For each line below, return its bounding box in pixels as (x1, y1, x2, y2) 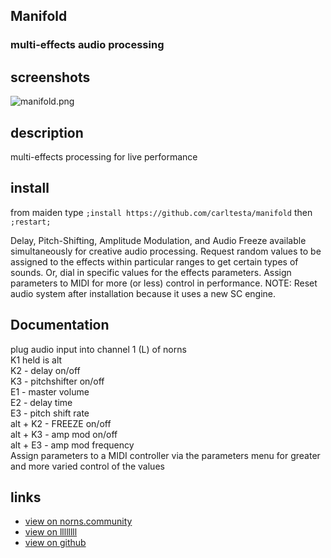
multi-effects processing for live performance (10, 150, 198, 163)
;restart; (10, 217, 52, 227)
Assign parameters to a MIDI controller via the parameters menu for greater (10, 449, 321, 461)
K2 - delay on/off (10, 364, 81, 376)
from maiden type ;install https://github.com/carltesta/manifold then (10, 206, 313, 218)
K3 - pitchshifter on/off (10, 375, 105, 387)
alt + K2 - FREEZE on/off (10, 417, 112, 429)
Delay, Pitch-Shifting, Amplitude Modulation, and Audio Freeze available (10, 234, 307, 246)
